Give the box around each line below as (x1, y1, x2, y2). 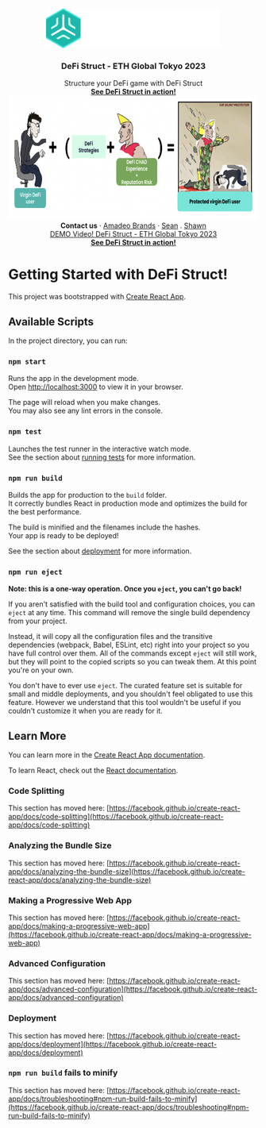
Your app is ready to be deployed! (8, 530, 119, 540)
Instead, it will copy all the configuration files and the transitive (8, 632, 213, 641)
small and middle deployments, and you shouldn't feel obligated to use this (8, 689, 253, 699)
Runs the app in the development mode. (8, 374, 139, 383)
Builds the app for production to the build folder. (8, 490, 168, 499)
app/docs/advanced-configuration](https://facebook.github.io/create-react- (8, 984, 258, 994)
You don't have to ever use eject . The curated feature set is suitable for (8, 681, 243, 691)
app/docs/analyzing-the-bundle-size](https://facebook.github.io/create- (8, 866, 246, 876)
